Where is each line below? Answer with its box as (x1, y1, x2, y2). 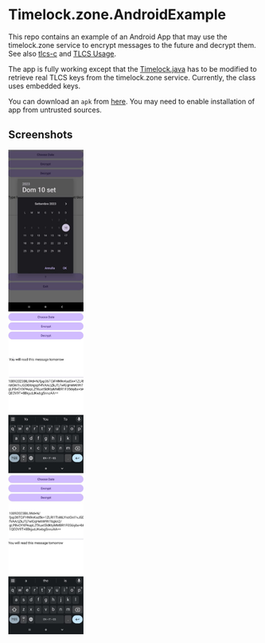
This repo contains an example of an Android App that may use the (8, 32, 228, 41)
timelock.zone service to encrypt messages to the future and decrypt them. (8, 40, 256, 49)
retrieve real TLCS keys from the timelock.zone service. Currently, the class (8, 72, 256, 82)
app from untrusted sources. (8, 105, 102, 115)
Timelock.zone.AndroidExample (8, 6, 227, 24)
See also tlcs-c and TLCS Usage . (8, 49, 117, 58)
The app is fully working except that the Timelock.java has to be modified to (8, 64, 257, 73)
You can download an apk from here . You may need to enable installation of (8, 96, 255, 106)
